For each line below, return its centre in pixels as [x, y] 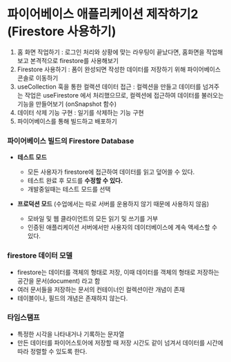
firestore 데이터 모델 [40, 255]
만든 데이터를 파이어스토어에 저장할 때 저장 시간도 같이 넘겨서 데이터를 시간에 [120, 343]
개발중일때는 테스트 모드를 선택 [69, 189]
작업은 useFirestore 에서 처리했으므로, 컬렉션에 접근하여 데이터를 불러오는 [124, 95]
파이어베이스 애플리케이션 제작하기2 [103, 14]
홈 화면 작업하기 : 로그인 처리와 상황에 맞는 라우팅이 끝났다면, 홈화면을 [111, 52]
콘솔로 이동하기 [38, 78]
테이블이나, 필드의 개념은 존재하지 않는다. [72, 298]
